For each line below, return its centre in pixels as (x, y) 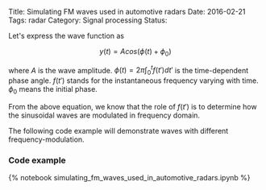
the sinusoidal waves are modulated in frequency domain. (104, 115)
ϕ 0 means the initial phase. (53, 90)
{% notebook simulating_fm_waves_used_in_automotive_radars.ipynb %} (130, 178)
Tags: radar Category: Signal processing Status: (88, 20)
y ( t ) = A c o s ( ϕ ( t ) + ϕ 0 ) (135, 52)
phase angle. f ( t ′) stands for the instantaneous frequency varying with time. (134, 81)
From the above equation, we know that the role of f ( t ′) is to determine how (133, 107)
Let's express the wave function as (66, 36)
